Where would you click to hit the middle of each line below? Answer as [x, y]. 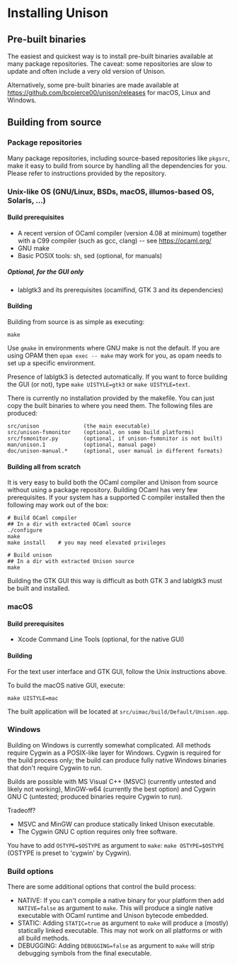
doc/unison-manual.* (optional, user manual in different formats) [115, 451]
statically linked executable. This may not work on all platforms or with [120, 931]
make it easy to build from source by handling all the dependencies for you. [117, 165]
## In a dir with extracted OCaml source [69, 524]
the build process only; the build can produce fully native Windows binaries [117, 760]
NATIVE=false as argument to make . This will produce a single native [115, 908]
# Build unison [30, 555]
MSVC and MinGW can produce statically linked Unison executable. [116, 824]
